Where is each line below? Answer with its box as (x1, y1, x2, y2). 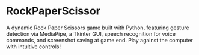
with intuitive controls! (6, 43, 61, 50)
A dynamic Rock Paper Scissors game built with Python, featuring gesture (6, 24, 189, 31)
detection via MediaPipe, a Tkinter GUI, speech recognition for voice (6, 30, 176, 37)
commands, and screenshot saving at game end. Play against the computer (6, 36, 194, 44)
